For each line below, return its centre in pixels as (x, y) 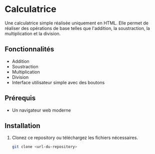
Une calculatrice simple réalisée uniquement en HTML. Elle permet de (76, 23)
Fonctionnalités (29, 49)
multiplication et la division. (33, 33)
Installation (22, 126)
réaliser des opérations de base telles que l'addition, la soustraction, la (77, 28)
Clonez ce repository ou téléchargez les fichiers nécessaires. (75, 138)
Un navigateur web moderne (41, 110)
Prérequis (20, 98)
